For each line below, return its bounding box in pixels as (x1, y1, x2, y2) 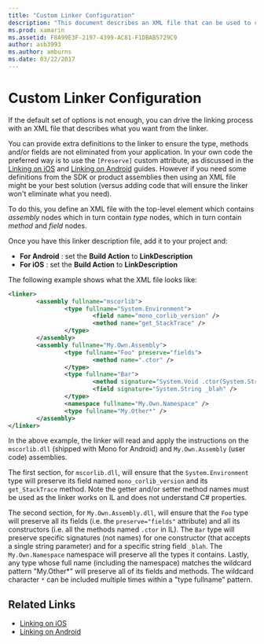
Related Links (8, 598, 76, 611)
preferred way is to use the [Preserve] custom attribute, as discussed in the (8, 155, 254, 165)
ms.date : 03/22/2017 (8, 56, 76, 64)
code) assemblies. (8, 453, 68, 462)
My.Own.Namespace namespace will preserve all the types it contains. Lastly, (8, 550, 250, 559)
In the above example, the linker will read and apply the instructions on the (8, 436, 249, 445)
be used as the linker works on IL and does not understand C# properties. (8, 493, 247, 502)
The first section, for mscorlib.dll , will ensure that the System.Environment (8, 468, 249, 477)
